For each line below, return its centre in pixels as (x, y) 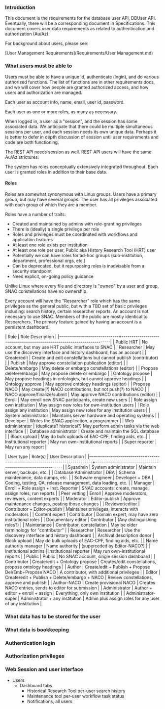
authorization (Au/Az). (28, 34)
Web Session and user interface (44, 669)
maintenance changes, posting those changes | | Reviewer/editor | (72, 504)
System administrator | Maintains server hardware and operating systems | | (82, 415)
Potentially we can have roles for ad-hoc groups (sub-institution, (78, 255)
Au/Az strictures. (22, 157)
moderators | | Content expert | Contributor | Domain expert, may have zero (82, 514)
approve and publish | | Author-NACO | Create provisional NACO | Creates (80, 582)
